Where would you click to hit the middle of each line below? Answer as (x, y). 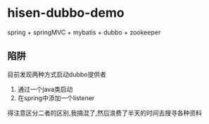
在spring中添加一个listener (56, 98)
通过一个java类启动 (45, 89)
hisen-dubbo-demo (66, 13)
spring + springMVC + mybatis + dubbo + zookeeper (84, 32)
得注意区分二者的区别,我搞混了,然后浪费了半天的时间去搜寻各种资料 (105, 113)
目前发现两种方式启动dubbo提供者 (57, 74)
